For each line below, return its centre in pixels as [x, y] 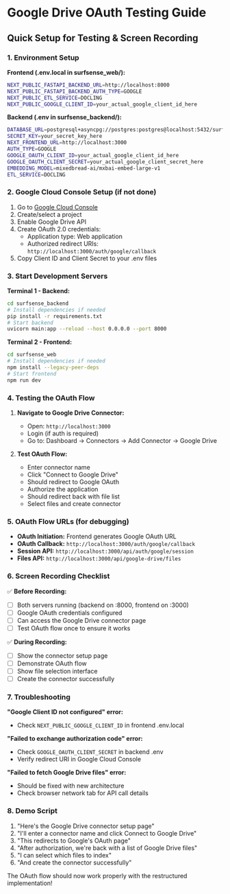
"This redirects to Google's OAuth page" [74, 840]
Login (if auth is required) [63, 433]
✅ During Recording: [37, 642]
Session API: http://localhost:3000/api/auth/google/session [105, 551]
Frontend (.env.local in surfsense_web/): [66, 72]
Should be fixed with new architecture [71, 786]
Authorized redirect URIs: [63, 243]
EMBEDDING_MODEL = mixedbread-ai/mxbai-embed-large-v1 [84, 168]
